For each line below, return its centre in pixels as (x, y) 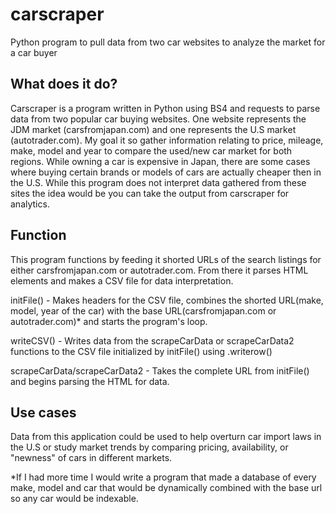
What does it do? (64, 84)
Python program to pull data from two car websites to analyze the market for (168, 42)
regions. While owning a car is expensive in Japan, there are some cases (160, 161)
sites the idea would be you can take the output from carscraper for (150, 193)
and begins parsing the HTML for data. (90, 381)
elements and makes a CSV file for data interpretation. (122, 280)
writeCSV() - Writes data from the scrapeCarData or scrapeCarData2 (152, 340)
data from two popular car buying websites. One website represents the (158, 119)
